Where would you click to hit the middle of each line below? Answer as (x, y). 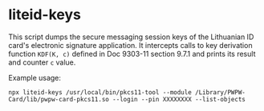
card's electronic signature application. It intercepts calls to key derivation (130, 45)
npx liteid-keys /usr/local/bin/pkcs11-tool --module (100, 92)
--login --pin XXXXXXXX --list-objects (179, 99)
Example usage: (35, 77)
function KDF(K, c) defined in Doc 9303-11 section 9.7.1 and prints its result (132, 54)
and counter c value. (42, 62)
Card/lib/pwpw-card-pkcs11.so (59, 99)
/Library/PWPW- (221, 92)
